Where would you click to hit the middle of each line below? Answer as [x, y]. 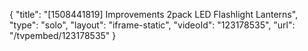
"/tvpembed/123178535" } [63, 35]
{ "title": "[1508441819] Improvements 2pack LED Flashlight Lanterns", [154, 14]
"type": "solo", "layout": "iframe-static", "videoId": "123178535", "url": [152, 25]
